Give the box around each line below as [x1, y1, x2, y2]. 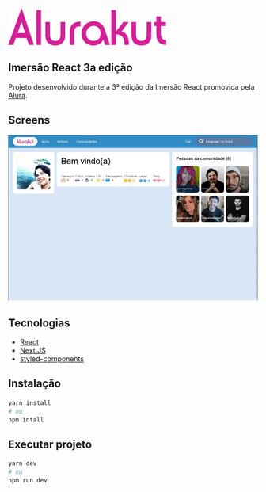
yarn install [8, 399, 51, 407]
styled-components [19, 354, 85, 364]
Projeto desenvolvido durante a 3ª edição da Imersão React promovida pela [8, 82, 255, 91]
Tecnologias [8, 316, 70, 330]
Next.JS [19, 345, 46, 356]
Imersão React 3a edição [8, 61, 133, 74]
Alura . [8, 90, 28, 100]
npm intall [8, 416, 44, 424]
